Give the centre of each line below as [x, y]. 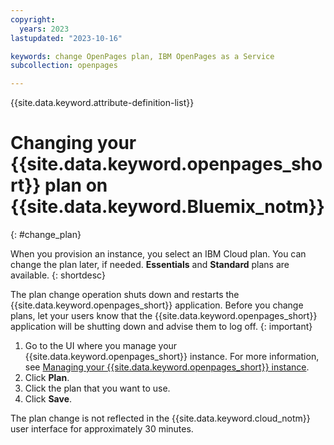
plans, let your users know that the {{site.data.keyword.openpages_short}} [164, 316]
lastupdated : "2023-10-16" [66, 38]
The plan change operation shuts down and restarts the [125, 295]
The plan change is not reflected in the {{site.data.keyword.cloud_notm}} [160, 418]
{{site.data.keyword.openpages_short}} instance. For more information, [172, 357]
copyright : [33, 19]
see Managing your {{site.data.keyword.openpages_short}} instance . [167, 367]
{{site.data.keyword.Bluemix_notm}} [167, 207]
